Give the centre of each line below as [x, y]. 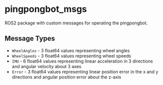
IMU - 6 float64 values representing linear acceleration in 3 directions [82, 61]
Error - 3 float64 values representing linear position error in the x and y [85, 72]
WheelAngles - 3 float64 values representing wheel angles [71, 50]
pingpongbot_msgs [46, 9]
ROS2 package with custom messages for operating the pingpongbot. [76, 23]
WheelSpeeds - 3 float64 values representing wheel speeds [71, 56]
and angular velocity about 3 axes [46, 66]
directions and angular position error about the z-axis [66, 77]
